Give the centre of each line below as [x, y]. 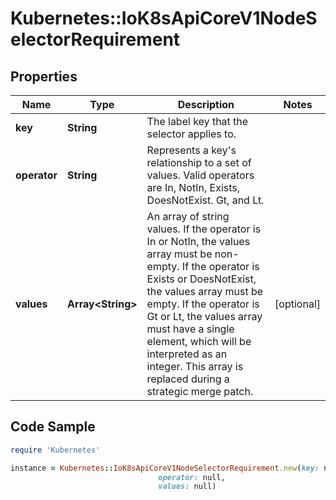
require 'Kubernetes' [55, 450]
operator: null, [192, 477]
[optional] [297, 304]
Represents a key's [191, 150]
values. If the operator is [204, 229]
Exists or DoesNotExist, [201, 279]
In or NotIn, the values [198, 241]
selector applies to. [191, 134]
